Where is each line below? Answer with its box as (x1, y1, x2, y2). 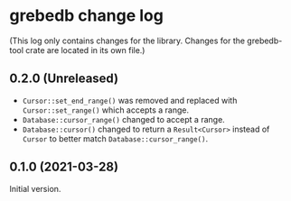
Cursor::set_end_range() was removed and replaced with (22, 95, 238, 105)
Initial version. (9, 183, 61, 194)
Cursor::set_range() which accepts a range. (22, 105, 190, 115)
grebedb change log (9, 5, 164, 26)
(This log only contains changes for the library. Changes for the (9, 35, 246, 46)
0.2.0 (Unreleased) (9, 71, 119, 87)
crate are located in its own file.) (25, 44, 145, 55)
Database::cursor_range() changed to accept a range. (22, 114, 226, 124)
